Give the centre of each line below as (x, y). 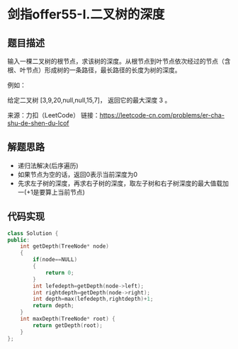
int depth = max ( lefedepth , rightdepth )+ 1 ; (93, 299)
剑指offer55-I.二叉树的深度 (86, 15)
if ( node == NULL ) (55, 260)
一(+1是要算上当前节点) (51, 192)
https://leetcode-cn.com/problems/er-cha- (162, 115)
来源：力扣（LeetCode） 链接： (54, 115)
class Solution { (33, 233)
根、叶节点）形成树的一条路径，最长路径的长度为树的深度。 (94, 70)
